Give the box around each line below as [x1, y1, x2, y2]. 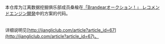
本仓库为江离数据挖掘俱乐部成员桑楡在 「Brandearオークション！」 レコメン [5, 4, 160, 10]
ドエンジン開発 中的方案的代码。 [5, 10, 70, 16]
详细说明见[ [5, 27, 29, 33]
